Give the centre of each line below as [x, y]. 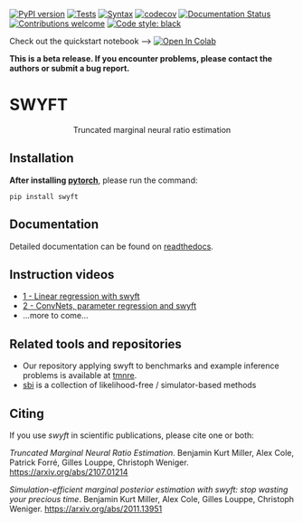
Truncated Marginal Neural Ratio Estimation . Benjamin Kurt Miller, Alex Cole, [152, 453]
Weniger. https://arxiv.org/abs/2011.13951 [86, 509]
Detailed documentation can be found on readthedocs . [112, 246]
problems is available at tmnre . [80, 376]
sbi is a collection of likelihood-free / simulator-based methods [139, 385]
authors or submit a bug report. [70, 68]
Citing [27, 413]
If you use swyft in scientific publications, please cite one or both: [132, 435]
